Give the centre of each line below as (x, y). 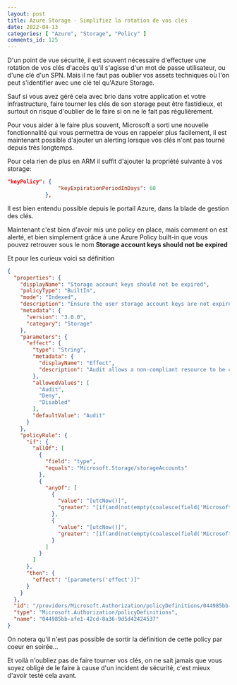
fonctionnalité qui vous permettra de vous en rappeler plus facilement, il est (117, 133)
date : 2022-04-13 (33, 27)
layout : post (26, 14)
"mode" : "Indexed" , (49, 297)
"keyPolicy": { (30, 182)
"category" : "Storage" (59, 323)
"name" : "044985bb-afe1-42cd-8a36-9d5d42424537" (86, 619)
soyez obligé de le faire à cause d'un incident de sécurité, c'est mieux (109, 667)
